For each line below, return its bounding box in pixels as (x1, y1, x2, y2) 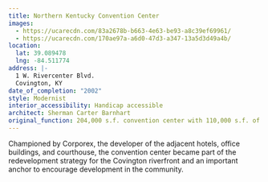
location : (8, 42, 42, 50)
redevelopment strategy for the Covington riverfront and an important (8, 155, 238, 165)
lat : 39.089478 (15, 49, 67, 57)
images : (8, 19, 35, 27)
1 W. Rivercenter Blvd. (15, 72, 95, 80)
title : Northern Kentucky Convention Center (8, 11, 160, 20)
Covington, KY (15, 79, 63, 87)
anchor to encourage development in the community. (8, 164, 185, 174)
